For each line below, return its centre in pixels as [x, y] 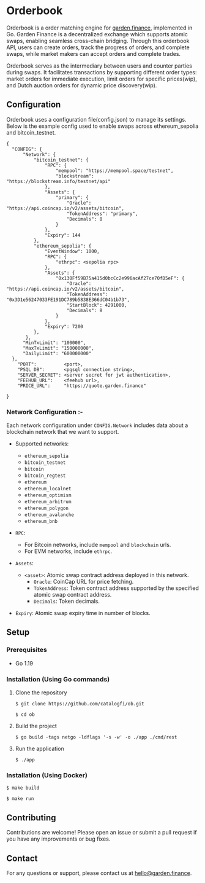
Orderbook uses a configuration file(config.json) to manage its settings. [96, 119]
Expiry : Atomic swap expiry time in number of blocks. [83, 613]
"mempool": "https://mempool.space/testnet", [114, 171]
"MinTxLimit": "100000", [54, 343]
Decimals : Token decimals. [66, 601]
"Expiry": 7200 [64, 326]
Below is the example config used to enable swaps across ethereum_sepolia [102, 126]
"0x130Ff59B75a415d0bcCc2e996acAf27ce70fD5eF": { [120, 278]
